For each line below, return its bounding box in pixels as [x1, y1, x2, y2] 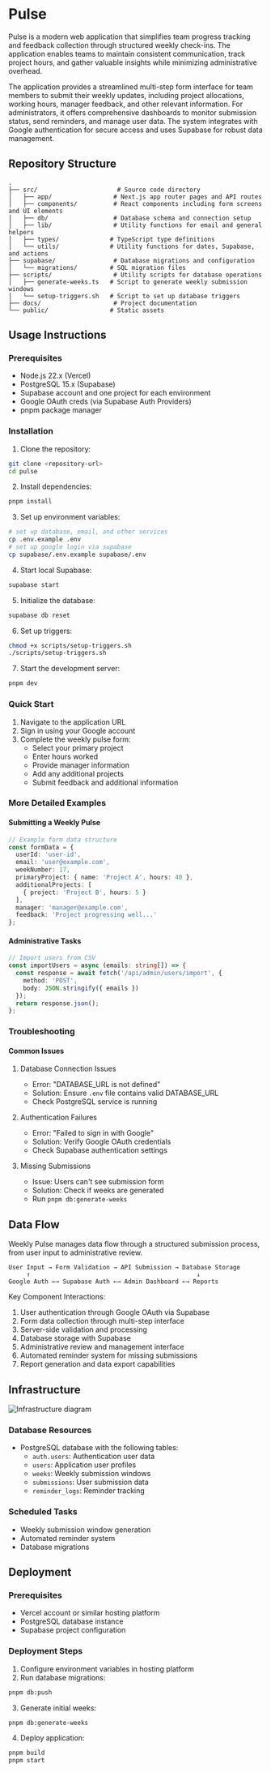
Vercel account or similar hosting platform [19, 1608, 160, 1618]
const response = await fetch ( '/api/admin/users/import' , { [15, 969, 222, 978]
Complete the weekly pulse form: [19, 734, 131, 744]
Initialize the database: [19, 595, 95, 605]
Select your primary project [32, 743, 124, 752]
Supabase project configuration [19, 1625, 126, 1635]
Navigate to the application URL [19, 717, 126, 726]
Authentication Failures [19, 1112, 98, 1123]
